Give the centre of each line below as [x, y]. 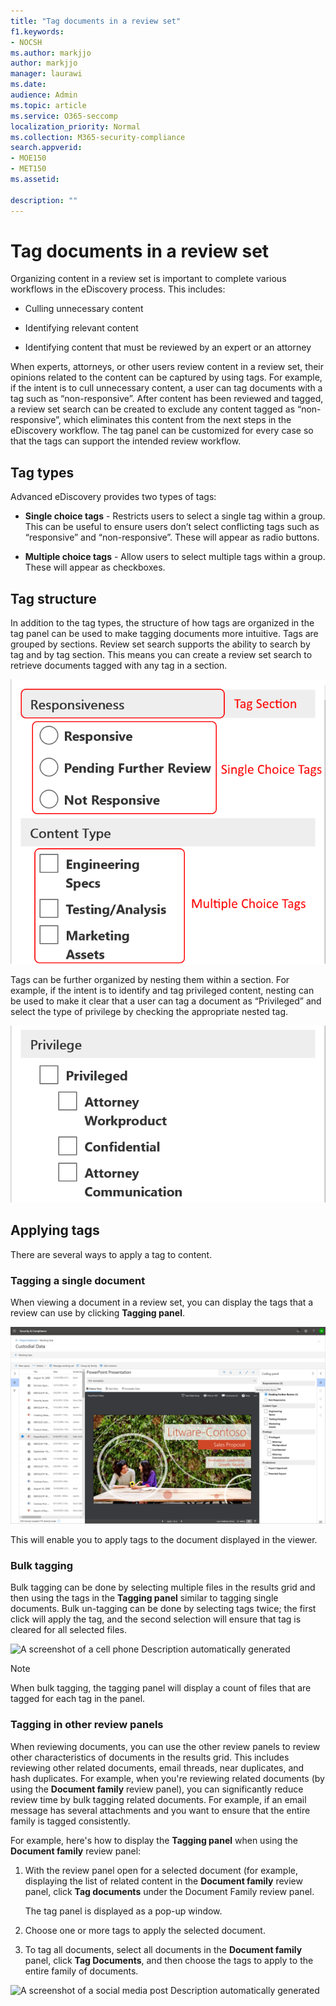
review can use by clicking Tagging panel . [98, 1313]
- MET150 [28, 169]
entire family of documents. [81, 1971]
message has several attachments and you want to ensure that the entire [160, 1810]
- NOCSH [26, 42]
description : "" [44, 200]
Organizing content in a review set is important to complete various [148, 279]
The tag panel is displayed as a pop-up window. [123, 1911]
